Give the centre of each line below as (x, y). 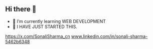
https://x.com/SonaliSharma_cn (38, 36)
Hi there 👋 (21, 9)
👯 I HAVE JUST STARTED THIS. (45, 26)
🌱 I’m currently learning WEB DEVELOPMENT (59, 21)
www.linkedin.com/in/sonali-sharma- (109, 36)
